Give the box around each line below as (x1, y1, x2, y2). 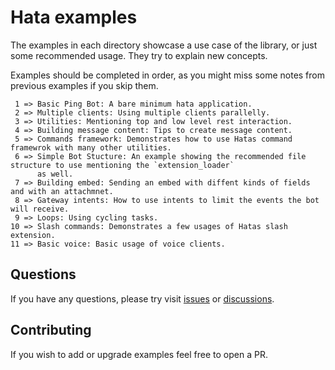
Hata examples (10, 6, 138, 29)
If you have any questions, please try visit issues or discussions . (10, 292, 275, 305)
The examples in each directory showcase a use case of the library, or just (10, 39, 318, 51)
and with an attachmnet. (10, 186, 114, 196)
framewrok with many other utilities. (10, 142, 172, 153)
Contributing (10, 322, 92, 339)
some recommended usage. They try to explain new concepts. (10, 49, 268, 61)
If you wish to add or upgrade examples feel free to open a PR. (10, 348, 268, 360)
